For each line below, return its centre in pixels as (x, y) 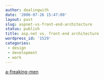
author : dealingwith (27, 10)
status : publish (22, 29)
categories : (18, 43)
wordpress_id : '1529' (28, 39)
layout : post (19, 19)
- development (22, 52)
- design (17, 48)
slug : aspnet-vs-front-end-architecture (49, 24)
